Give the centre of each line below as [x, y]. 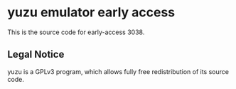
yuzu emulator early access [91, 12]
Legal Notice [36, 54]
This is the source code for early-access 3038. [76, 32]
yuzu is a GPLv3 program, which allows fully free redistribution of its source [118, 71]
